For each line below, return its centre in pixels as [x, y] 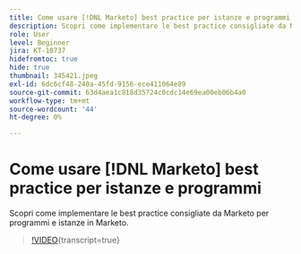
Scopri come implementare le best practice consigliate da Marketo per [139, 213]
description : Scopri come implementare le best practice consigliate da [148, 26]
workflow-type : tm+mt [50, 101]
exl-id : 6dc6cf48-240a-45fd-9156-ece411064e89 [98, 84]
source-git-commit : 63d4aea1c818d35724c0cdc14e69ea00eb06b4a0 [128, 92]
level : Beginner [39, 42]
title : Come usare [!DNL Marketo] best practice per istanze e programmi [150, 17]
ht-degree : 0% [36, 117]
